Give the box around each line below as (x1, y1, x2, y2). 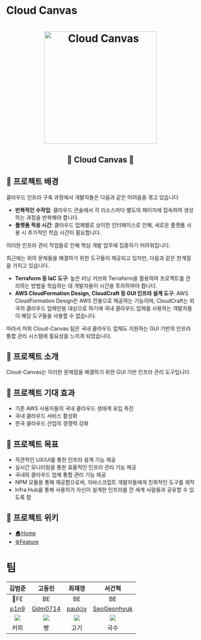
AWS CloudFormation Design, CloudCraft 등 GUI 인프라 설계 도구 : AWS (14, 289, 188, 297)
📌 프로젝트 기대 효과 (6, 387, 75, 398)
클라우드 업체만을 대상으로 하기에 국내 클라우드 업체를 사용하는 (26, 304, 172, 312)
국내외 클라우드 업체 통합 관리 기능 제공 (14, 471, 106, 479)
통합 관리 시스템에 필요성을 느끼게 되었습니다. (6, 332, 112, 339)
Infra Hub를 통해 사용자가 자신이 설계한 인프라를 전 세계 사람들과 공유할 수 (14, 486, 188, 494)
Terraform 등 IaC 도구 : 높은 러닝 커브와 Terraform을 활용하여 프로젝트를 (14, 274, 184, 282)
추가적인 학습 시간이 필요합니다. (28, 229, 102, 236)
